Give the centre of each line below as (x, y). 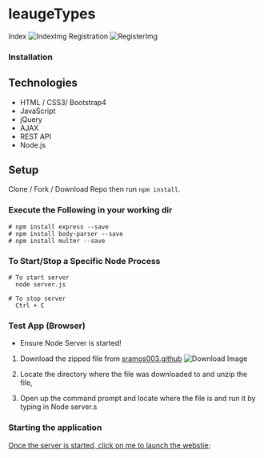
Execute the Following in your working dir (90, 210)
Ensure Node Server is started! (70, 343)
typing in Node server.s (58, 407)
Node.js (33, 144)
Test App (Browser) (47, 326)
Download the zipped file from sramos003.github (101, 359)
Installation (31, 57)
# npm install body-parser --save (66, 233)
